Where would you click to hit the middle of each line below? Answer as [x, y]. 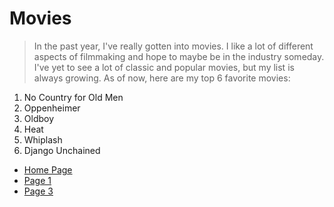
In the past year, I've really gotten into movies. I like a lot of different [173, 46]
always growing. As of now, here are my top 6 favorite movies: [162, 78]
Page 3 [38, 191]
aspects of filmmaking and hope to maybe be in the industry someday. [179, 56]
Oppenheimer [52, 108]
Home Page [48, 169]
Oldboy [39, 118]
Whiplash [43, 139]
